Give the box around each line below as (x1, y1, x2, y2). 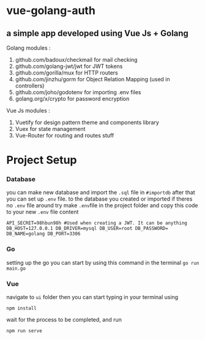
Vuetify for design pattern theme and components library (15, 119, 159, 126)
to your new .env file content (6, 209, 79, 216)
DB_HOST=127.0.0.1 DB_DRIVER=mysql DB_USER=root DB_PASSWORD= (6, 226, 168, 232)
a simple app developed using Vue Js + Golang (6, 28, 188, 39)
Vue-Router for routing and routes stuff (15, 132, 114, 139)
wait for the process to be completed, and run (6, 316, 122, 323)
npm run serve (6, 328, 43, 334)
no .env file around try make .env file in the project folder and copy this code (6, 202, 198, 209)
